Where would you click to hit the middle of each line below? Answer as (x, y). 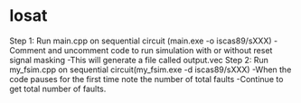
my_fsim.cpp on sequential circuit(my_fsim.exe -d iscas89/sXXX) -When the (150, 70)
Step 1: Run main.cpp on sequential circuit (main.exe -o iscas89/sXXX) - (144, 41)
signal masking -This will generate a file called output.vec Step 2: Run (139, 60)
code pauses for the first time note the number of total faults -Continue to (146, 79)
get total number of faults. (58, 89)
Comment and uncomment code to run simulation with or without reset (141, 50)
